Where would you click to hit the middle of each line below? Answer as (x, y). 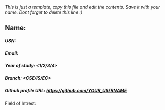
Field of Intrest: (21, 103)
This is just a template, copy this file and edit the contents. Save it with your (82, 7)
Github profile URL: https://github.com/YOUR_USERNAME (66, 91)
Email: (12, 53)
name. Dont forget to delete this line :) (44, 12)
